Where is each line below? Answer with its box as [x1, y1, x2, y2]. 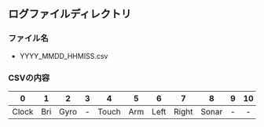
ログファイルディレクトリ [8, 7, 132, 21]
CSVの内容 [8, 72, 50, 83]
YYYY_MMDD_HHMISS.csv [19, 51, 108, 60]
